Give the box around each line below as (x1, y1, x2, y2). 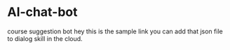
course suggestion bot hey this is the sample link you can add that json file (7, 27, 223, 35)
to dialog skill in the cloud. (7, 34, 83, 42)
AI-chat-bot (7, 4, 78, 20)
